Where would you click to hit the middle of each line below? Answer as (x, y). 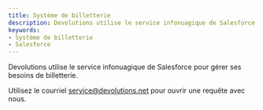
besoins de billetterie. (43, 75)
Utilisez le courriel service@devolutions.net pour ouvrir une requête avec (127, 90)
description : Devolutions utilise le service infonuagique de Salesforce (132, 23)
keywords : (24, 30)
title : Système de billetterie (59, 15)
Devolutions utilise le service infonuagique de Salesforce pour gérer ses (125, 67)
